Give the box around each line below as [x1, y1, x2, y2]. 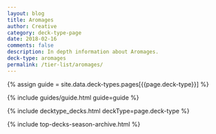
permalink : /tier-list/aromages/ [7, 61, 104, 68]
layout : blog [7, 10, 45, 17]
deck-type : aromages [7, 55, 67, 62]
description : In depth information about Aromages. [7, 49, 159, 56]
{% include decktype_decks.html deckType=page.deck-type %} [7, 107, 190, 115]
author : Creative [7, 23, 57, 30]
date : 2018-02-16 [7, 36, 57, 43]
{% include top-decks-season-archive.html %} [7, 120, 141, 128]
